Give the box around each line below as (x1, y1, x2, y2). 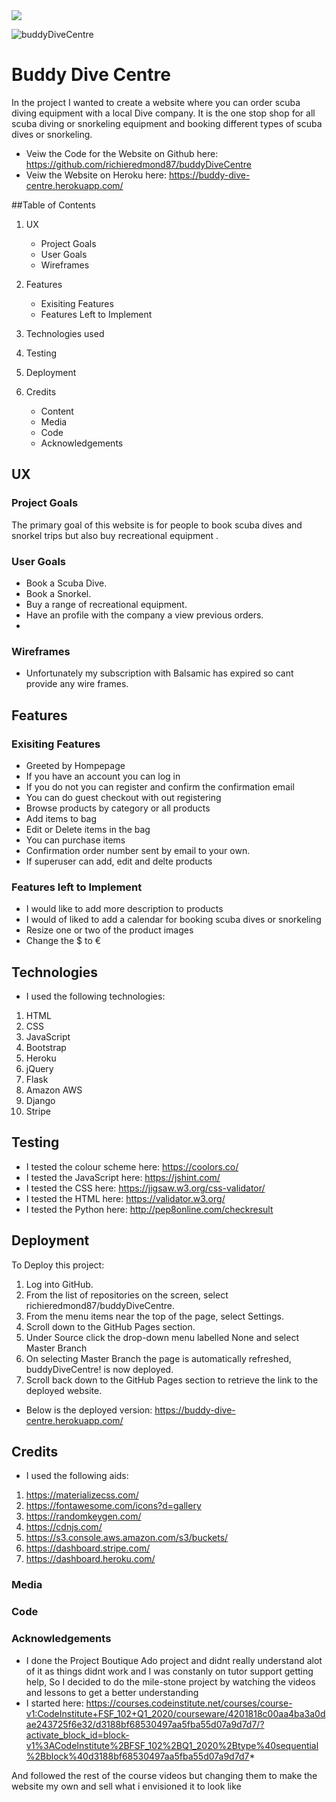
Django (25, 1095, 56, 1107)
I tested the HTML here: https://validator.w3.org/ (25, 1192, 226, 1204)
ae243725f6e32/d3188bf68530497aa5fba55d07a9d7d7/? (25, 1718, 265, 1730)
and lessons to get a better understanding (25, 1686, 199, 1698)
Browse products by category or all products (25, 802, 211, 814)
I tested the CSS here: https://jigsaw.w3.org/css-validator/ (25, 1182, 266, 1194)
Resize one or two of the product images (25, 924, 194, 936)
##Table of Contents (11, 199, 96, 211)
